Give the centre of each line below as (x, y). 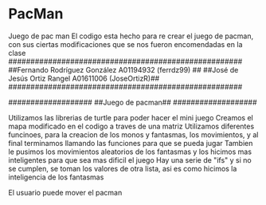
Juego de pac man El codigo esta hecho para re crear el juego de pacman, (131, 36)
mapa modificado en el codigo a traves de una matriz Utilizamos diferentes (131, 126)
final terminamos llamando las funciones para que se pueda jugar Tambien (131, 143)
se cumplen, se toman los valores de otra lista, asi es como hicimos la (123, 168)
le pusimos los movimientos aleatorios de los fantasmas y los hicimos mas (130, 152)
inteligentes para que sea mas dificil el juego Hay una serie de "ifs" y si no (130, 160)
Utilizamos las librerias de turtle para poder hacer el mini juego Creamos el (131, 117)
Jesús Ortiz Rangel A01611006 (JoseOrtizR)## (84, 78)
